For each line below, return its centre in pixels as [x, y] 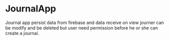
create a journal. [22, 33]
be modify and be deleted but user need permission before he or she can [82, 27]
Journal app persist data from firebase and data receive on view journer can [85, 22]
